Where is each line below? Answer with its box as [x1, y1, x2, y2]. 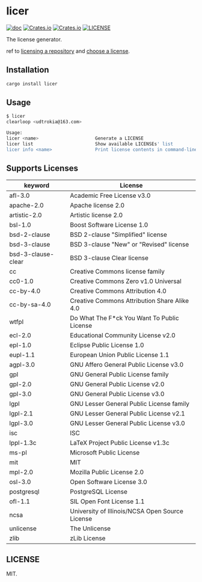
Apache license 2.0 [70, 201, 125, 209]
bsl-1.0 [9, 221, 31, 229]
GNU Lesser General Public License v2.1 [70, 409, 185, 417]
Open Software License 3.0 [70, 477, 147, 486]
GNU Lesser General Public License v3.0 [70, 419, 185, 427]
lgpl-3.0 [9, 419, 33, 427]
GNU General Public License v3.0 [70, 390, 165, 398]
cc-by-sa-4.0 [9, 300, 51, 308]
